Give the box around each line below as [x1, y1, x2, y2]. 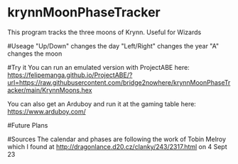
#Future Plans [7, 121, 48, 129]
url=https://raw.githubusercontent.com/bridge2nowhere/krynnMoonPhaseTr [7, 78, 231, 86]
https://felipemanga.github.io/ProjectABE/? [7, 71, 133, 79]
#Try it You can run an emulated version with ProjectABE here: [7, 63, 190, 71]
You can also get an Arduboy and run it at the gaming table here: [7, 99, 197, 108]
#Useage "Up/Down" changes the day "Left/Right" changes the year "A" [7, 41, 220, 50]
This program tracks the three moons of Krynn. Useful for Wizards [7, 28, 202, 36]
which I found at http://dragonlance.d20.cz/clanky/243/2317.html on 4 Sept [7, 142, 227, 150]
